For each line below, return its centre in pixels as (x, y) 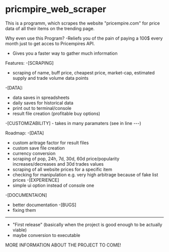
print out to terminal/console (42, 108)
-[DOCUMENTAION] (26, 195)
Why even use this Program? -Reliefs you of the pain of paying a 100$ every (84, 38)
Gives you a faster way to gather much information (65, 53)
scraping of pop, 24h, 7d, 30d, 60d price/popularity (66, 159)
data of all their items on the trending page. (50, 28)
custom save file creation (39, 148)
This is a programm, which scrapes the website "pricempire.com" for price (82, 23)
